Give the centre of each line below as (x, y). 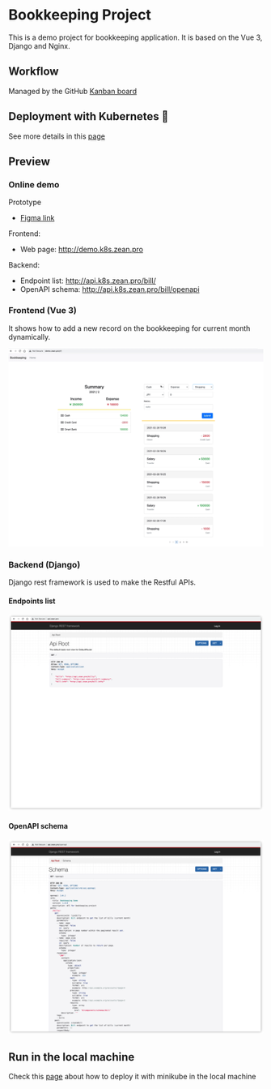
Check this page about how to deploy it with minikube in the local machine (132, 1077)
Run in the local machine (72, 1057)
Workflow (34, 72)
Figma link (37, 218)
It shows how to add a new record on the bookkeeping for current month (129, 328)
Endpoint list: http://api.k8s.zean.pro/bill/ (88, 281)
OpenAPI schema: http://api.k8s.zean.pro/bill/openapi (110, 289)
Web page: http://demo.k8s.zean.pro (82, 250)
